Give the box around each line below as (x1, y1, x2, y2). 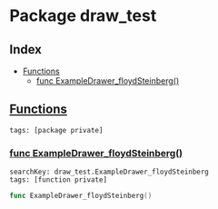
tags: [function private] (9, 175, 107, 184)
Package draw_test (9, 5, 157, 26)
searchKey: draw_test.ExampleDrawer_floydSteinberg (9, 167, 209, 177)
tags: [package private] (9, 125, 104, 134)
